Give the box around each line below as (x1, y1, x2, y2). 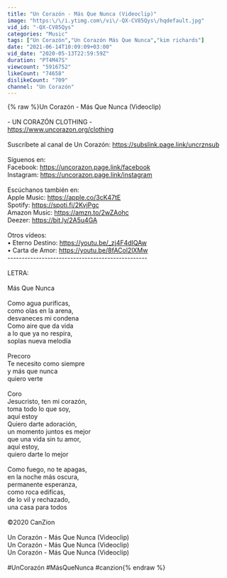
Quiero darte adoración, (7, 420, 77, 429)
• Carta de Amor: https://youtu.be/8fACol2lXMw (7, 246, 148, 255)
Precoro (7, 352, 31, 360)
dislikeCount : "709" (7, 76, 69, 84)
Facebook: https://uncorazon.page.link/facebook (7, 163, 150, 171)
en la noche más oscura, (7, 473, 79, 481)
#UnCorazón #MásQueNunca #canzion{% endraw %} (7, 563, 166, 572)
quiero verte (7, 375, 43, 383)
